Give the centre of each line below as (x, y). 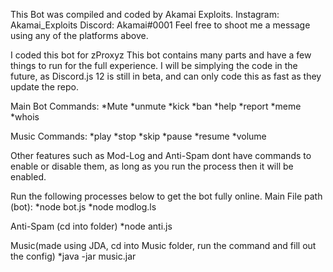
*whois (25, 117)
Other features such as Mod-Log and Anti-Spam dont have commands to (161, 155)
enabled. (28, 177)
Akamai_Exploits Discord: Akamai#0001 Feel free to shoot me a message (160, 25)
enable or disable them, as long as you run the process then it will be (152, 166)
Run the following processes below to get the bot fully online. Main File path (166, 196)
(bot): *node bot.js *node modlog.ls (83, 207)
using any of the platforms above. (79, 35)
